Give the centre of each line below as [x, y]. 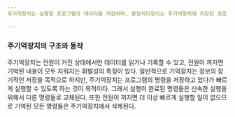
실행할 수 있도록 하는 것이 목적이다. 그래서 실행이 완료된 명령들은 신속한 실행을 [121, 88]
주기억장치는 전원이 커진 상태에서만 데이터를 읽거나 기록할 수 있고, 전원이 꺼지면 [115, 62]
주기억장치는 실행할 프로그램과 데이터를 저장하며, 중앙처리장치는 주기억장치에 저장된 [111, 14]
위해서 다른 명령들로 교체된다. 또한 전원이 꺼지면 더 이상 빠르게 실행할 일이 [108, 97]
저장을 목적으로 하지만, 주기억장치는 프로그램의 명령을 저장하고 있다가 [120, 80]
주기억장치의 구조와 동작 [45, 46]
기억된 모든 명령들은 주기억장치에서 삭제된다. [75, 106]
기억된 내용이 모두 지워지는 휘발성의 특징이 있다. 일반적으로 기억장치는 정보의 [112, 71]
